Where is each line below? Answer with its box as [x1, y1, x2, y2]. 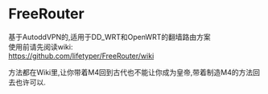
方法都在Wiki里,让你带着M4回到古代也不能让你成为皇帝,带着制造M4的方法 [8, 67, 254, 76]
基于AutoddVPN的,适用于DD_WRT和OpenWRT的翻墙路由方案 [8, 32, 211, 41]
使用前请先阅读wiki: [8, 41, 73, 52]
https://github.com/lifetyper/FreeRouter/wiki [8, 51, 155, 61]
